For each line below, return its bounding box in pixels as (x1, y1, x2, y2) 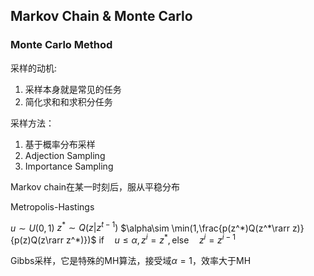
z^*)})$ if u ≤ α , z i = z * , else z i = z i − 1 (65, 232, 236, 246)
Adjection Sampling (24, 149, 106, 161)
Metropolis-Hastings (10, 200, 95, 213)
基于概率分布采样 (24, 138, 96, 150)
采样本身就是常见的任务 (24, 83, 122, 95)
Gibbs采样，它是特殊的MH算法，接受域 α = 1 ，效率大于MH (10, 255, 252, 266)
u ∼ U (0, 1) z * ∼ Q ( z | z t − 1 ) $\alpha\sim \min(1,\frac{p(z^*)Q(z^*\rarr (10, 220, 290, 234)
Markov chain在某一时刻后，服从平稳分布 (10, 180, 181, 193)
